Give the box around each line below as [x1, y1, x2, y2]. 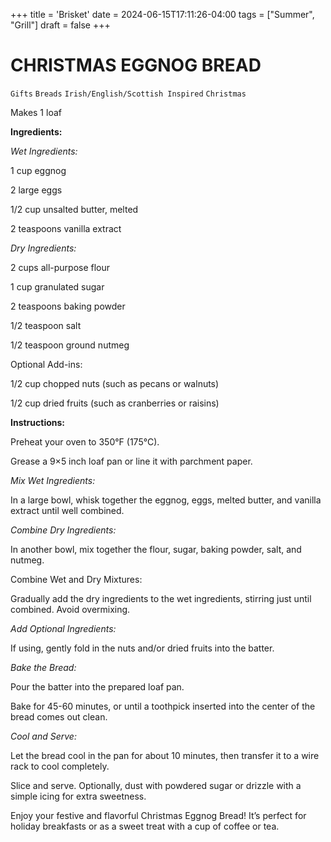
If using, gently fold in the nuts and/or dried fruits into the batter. [10, 642, 275, 654]
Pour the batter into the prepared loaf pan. [10, 680, 185, 693]
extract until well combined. [10, 504, 125, 516]
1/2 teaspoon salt [10, 319, 82, 331]
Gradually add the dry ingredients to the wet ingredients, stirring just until [10, 592, 312, 604]
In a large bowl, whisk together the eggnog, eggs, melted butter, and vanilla [10, 494, 322, 506]
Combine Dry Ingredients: [10, 524, 117, 536]
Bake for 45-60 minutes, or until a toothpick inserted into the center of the [10, 700, 316, 712]
